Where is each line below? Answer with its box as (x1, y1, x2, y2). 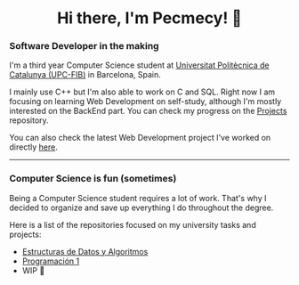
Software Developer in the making (9, 40, 159, 53)
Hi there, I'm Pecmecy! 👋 (56, 8, 243, 28)
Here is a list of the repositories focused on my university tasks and (9, 219, 256, 230)
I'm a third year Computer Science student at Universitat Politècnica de (9, 60, 270, 70)
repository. (9, 115, 49, 126)
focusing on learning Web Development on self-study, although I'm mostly (9, 96, 282, 107)
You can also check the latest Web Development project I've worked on (9, 133, 271, 143)
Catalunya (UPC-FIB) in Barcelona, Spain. (9, 69, 162, 80)
